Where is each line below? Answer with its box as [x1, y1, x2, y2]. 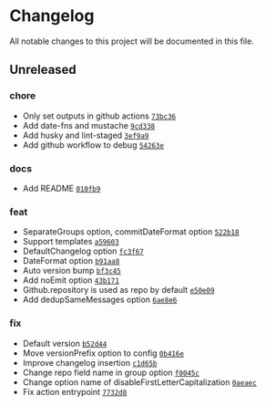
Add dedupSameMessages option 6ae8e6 [22, 294, 178, 306]
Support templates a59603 [22, 236, 120, 247]
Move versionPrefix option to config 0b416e [22, 348, 185, 359]
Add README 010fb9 [22, 182, 101, 193]
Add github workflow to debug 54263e [22, 139, 164, 151]
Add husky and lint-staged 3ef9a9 [22, 130, 149, 141]
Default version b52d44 [22, 338, 107, 349]
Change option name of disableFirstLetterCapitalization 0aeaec [22, 376, 257, 388]
